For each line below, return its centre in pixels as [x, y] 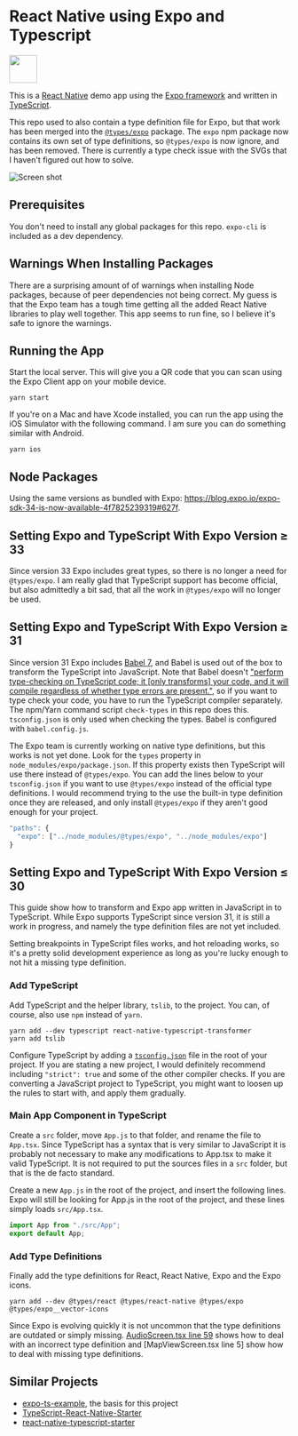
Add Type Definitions [56, 1256]
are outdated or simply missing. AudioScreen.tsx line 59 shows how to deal [146, 1335]
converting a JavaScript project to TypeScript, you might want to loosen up [146, 1083]
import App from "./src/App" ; [65, 1225]
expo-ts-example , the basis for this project [100, 1403]
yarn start [29, 398]
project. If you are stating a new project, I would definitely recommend [137, 1065]
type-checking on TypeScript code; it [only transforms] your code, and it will [149, 681]
